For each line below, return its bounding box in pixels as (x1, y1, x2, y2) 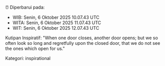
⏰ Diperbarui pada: (5, 5, 45, 10)
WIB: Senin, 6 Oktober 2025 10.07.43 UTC (12, 15, 100, 20)
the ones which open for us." (5, 45, 65, 51)
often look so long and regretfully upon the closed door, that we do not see (5, 40, 160, 46)
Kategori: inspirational (5, 55, 51, 61)
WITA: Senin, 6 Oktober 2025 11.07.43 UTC (12, 20, 102, 26)
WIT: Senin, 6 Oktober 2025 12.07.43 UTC (12, 25, 100, 31)
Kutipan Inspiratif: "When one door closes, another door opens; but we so (5, 35, 158, 41)
